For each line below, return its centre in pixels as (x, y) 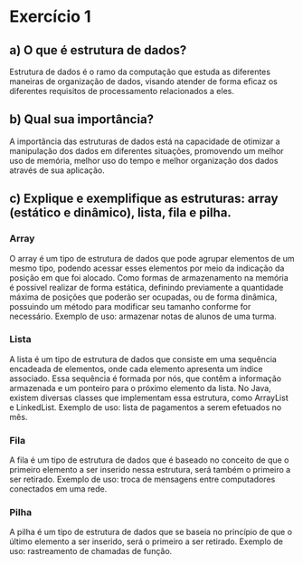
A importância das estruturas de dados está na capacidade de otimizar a (145, 141)
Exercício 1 (51, 17)
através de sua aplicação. (57, 170)
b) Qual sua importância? (82, 120)
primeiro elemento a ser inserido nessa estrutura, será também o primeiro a (150, 470)
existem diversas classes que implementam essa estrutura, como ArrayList (149, 397)
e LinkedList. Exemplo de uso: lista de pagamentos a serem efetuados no (146, 407)
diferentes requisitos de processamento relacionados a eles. (122, 91)
